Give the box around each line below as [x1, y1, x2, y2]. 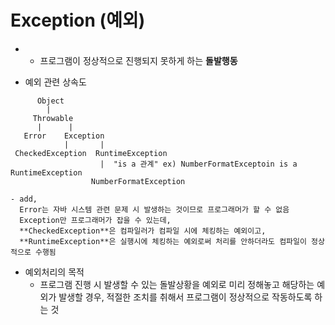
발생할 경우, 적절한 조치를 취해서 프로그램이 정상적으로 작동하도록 [58, 291, 313, 303]
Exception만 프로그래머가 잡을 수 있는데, [19, 215, 172, 225]
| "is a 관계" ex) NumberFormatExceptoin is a [99, 159, 298, 169]
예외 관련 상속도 [24, 76, 87, 88]
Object [36, 96, 65, 106]
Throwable [32, 113, 74, 123]
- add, [10, 194, 38, 204]
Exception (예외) [10, 9, 146, 32]
